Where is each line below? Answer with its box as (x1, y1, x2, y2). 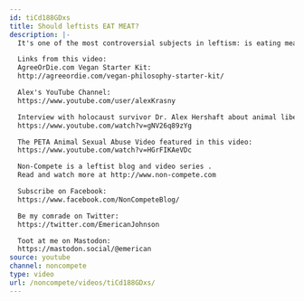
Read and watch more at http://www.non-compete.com (17, 171, 217, 180)
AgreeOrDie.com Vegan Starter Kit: (17, 63, 152, 72)
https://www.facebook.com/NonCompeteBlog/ (17, 195, 180, 204)
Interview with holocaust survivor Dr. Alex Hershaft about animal (17, 112, 278, 122)
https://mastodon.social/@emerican (17, 245, 152, 254)
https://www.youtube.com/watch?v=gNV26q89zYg (17, 121, 193, 130)
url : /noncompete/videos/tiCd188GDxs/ (9, 277, 156, 287)
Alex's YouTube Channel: (17, 88, 111, 97)
